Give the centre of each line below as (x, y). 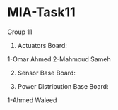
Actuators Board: (42, 45)
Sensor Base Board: (46, 73)
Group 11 (20, 32)
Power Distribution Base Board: (63, 86)
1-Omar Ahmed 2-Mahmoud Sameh (59, 59)
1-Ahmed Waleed (32, 100)
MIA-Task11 (41, 12)
